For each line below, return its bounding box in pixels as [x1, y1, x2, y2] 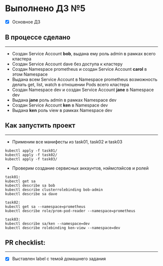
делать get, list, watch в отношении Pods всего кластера [12, 81, 130, 87]
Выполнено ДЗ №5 [5, 3, 86, 14]
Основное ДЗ [12, 19, 40, 25]
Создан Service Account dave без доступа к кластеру [12, 61, 123, 67]
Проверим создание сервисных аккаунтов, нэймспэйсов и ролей [12, 165, 149, 171]
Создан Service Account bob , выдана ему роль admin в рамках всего [12, 50, 156, 56]
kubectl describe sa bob [5, 183, 55, 188]
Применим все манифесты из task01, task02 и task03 [12, 139, 123, 144]
